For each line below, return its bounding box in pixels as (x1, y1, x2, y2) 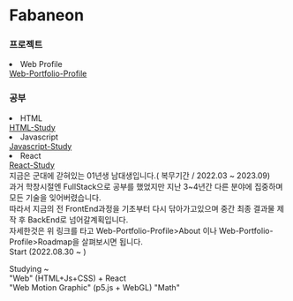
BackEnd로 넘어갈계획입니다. (27, 214, 129, 225)
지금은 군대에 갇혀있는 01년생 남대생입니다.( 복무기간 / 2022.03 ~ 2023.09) (9, 169, 271, 181)
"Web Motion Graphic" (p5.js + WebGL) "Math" (9, 282, 181, 292)
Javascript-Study (9, 140, 72, 151)
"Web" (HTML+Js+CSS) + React (9, 273, 126, 283)
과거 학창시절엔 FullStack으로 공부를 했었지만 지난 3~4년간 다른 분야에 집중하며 (9, 181, 283, 192)
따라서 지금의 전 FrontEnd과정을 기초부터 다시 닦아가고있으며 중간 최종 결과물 (9, 203, 275, 214)
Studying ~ (9, 263, 49, 274)
